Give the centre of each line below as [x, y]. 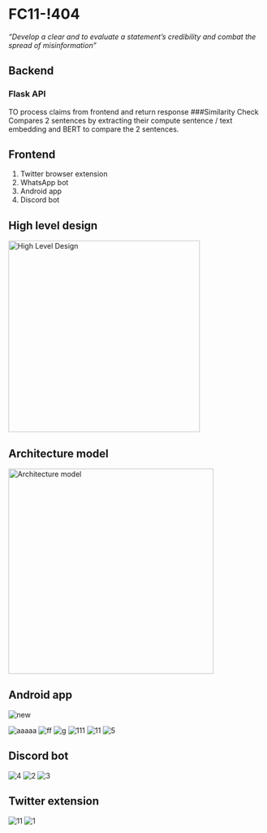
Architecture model [58, 453]
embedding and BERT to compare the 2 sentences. [94, 129]
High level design [53, 226]
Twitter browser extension [64, 174]
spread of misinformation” [53, 45]
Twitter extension [54, 801]
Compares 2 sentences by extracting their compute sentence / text [121, 120]
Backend [31, 71]
